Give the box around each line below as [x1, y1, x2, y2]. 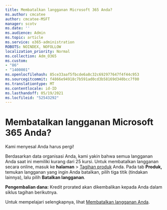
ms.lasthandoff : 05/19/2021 [5, 91, 64, 96]
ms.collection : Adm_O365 [5, 53, 57, 59]
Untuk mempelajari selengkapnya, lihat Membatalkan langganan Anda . [5, 199, 150, 205]
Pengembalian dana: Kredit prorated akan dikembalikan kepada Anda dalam [5, 184, 163, 190]
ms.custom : [5, 58, 28, 63]
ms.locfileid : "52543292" [5, 95, 59, 100]
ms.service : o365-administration [5, 40, 75, 45]
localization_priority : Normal [5, 49, 70, 54]
